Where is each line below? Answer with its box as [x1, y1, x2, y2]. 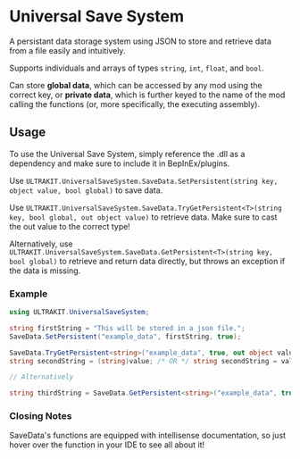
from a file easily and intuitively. [9, 45, 126, 55]
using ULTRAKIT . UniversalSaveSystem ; [9, 308, 150, 317]
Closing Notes [9, 410, 72, 422]
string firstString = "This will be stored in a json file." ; [9, 323, 246, 332]
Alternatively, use [9, 238, 73, 249]
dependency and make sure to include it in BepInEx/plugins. [9, 158, 230, 169]
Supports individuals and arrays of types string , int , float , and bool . [9, 63, 265, 73]
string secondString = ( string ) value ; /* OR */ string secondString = [9, 356, 278, 365]
